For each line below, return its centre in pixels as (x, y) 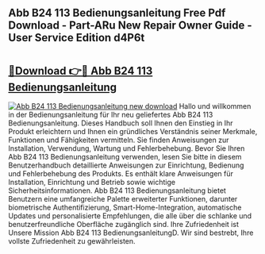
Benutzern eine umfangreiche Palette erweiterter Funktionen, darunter (123, 199)
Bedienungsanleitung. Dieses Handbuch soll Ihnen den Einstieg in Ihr (121, 123)
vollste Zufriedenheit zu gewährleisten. (72, 241)
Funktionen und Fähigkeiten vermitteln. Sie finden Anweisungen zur (119, 140)
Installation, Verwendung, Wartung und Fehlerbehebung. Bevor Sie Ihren (127, 148)
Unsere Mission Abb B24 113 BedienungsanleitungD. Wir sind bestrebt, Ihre (131, 233)
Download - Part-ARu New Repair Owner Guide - (130, 26)
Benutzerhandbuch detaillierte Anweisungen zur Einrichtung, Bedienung (126, 165)
